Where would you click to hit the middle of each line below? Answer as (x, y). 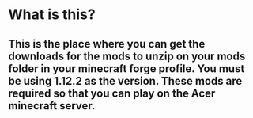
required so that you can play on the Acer (112, 93)
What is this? (52, 15)
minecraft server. (52, 106)
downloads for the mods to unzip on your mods (127, 56)
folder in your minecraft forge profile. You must (126, 69)
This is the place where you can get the (107, 44)
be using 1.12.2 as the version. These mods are (125, 81)
